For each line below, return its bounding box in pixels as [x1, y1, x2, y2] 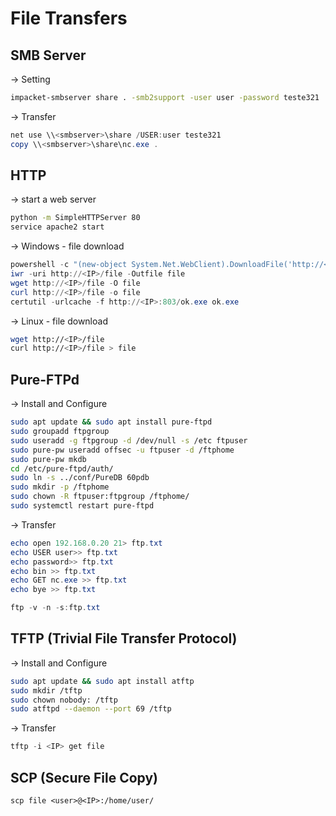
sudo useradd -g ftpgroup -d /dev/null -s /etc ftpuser [10, 435, 248, 446]
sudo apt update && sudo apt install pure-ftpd [10, 417, 213, 427]
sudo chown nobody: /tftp [10, 695, 118, 705]
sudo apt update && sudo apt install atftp [10, 676, 195, 686]
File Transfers [10, 7, 128, 30]
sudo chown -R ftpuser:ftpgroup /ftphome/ [10, 492, 190, 502]
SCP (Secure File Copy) [10, 769, 159, 786]
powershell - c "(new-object [10, 260, 128, 270]
